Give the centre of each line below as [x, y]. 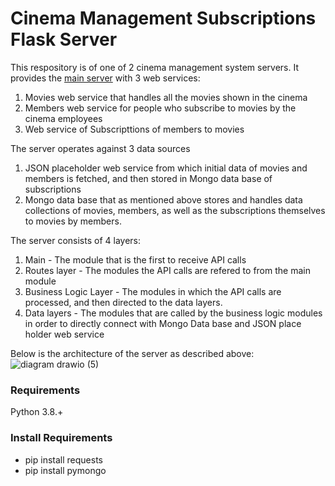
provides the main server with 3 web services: [105, 78]
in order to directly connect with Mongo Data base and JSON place [163, 323]
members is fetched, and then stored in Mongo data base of [148, 178]
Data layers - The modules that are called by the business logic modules [173, 313]
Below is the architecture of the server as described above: [132, 353]
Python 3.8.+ [37, 412]
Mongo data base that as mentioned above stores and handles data [163, 199]
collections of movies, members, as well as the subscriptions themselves [175, 210]
